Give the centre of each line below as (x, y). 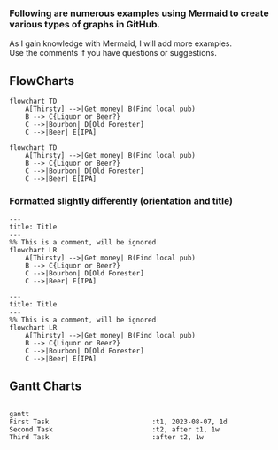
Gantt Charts (46, 386)
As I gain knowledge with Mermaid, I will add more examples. (121, 43)
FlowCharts (42, 81)
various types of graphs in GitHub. (85, 24)
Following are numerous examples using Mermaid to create (139, 13)
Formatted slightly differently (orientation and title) (121, 201)
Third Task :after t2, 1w (106, 438)
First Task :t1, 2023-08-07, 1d (118, 422)
